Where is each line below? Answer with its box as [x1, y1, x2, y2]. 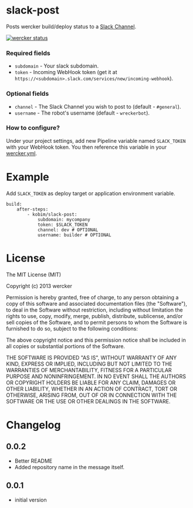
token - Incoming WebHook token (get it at [14, 69, 117, 76]
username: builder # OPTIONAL [37, 232, 111, 238]
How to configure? [6, 124, 60, 132]
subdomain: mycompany [37, 216, 91, 222]
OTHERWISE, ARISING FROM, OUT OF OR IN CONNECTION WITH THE [6, 392, 177, 399]
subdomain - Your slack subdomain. [14, 62, 99, 69]
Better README [14, 457, 53, 464]
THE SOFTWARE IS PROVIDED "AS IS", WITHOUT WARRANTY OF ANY [6, 354, 177, 361]
